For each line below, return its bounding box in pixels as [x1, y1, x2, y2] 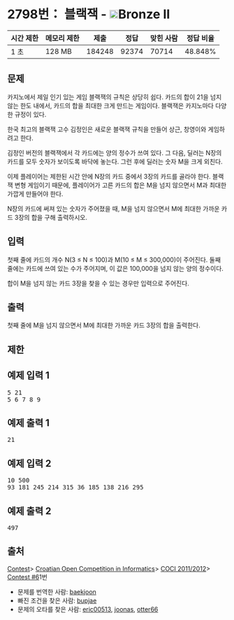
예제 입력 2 [7, 457, 52, 469]
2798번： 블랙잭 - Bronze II [7, 6, 170, 22]
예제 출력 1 [7, 417, 50, 429]
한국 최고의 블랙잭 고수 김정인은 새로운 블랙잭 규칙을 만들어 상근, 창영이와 [7, 125, 207, 133]
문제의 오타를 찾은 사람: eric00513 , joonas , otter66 [17, 605, 159, 613]
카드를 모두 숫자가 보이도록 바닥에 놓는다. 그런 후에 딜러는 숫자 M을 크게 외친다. [7, 157, 224, 165]
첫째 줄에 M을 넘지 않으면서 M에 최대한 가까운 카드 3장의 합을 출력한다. [7, 321, 200, 330]
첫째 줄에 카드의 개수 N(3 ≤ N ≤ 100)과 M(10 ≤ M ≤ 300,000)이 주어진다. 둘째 [7, 256, 221, 264]
